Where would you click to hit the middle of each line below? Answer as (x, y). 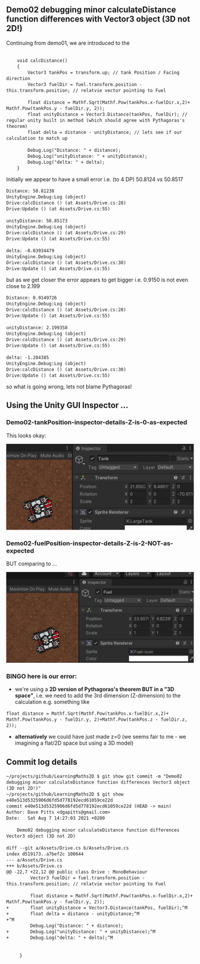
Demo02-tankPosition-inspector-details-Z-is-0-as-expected (97, 423)
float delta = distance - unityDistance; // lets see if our (105, 132)
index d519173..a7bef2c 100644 (45, 854)
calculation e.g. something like (52, 702)
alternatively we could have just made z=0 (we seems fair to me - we (100, 737)
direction (18, 78)
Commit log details (42, 762)
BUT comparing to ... (32, 564)
